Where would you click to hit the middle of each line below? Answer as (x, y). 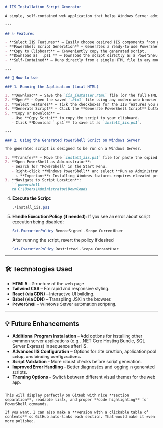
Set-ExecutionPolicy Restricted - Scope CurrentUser (65, 249)
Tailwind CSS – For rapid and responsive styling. (61, 288)
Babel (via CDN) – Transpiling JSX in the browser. (62, 299)
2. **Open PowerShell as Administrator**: (49, 162)
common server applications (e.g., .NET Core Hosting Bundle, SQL (78, 341)
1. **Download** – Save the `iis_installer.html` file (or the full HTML (81, 95)
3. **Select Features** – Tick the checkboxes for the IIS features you (80, 105)
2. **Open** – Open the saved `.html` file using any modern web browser (81, 100)
